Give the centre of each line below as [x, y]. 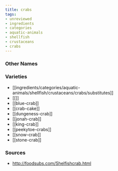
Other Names [21, 64]
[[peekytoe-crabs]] [32, 129]
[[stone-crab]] [27, 140]
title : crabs [19, 10]
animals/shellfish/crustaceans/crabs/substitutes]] [63, 93]
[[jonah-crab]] [27, 119]
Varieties [16, 77]
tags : [11, 14]
